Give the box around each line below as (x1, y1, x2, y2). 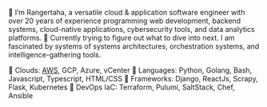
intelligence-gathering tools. (8, 50, 102, 59)
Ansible (8, 91, 34, 100)
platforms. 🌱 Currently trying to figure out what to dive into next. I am (8, 33, 235, 42)
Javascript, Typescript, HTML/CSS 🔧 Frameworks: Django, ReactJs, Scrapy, (8, 74, 258, 83)
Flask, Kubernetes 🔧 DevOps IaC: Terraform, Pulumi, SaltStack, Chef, (8, 82, 236, 92)
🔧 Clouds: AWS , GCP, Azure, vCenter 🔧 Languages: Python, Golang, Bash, (8, 65, 253, 75)
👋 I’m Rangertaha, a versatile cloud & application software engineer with (8, 8, 245, 17)
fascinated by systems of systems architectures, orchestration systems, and (8, 42, 260, 51)
